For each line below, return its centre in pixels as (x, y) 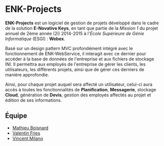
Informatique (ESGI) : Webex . (35, 39)
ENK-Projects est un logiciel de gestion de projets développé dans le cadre (82, 23)
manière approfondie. (27, 74)
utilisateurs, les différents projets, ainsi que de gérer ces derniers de (75, 69)
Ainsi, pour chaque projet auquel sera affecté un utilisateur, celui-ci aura (79, 84)
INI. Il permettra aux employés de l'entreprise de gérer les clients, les (76, 64)
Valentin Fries (26, 133)
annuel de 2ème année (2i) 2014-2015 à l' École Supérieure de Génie (75, 33)
